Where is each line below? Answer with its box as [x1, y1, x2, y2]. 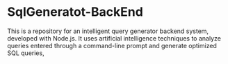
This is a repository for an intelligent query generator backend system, [7, 27, 209, 35]
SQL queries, [7, 49, 44, 57]
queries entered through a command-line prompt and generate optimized [7, 41, 218, 50]
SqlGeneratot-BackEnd [7, 4, 144, 20]
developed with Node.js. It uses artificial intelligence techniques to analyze [7, 34, 221, 42]
